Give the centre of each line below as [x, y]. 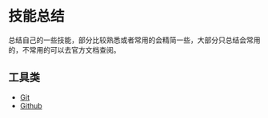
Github [31, 105]
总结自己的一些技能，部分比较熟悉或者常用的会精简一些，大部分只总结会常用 [134, 40]
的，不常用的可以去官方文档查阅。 [64, 49]
